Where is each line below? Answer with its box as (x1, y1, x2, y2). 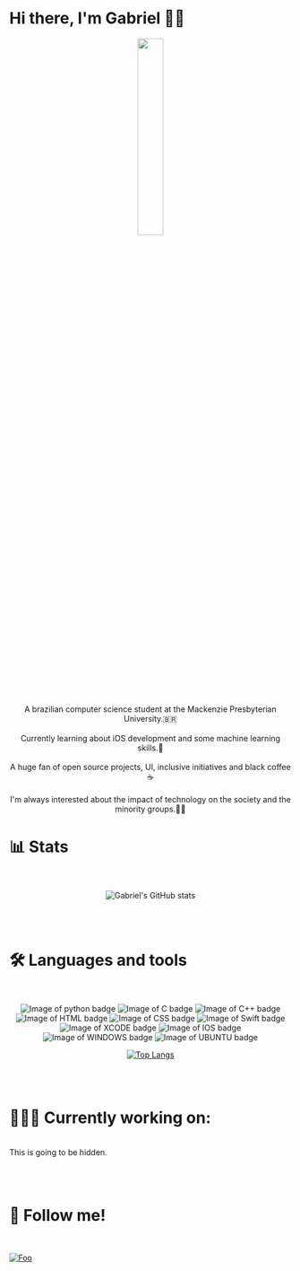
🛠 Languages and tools (9, 951, 188, 970)
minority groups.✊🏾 (115, 803, 186, 814)
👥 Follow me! (9, 1205, 106, 1225)
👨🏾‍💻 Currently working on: (9, 1108, 211, 1127)
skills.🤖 (137, 742, 164, 753)
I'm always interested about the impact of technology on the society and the (10, 793, 291, 804)
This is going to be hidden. (9, 1146, 107, 1157)
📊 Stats (9, 837, 69, 857)
